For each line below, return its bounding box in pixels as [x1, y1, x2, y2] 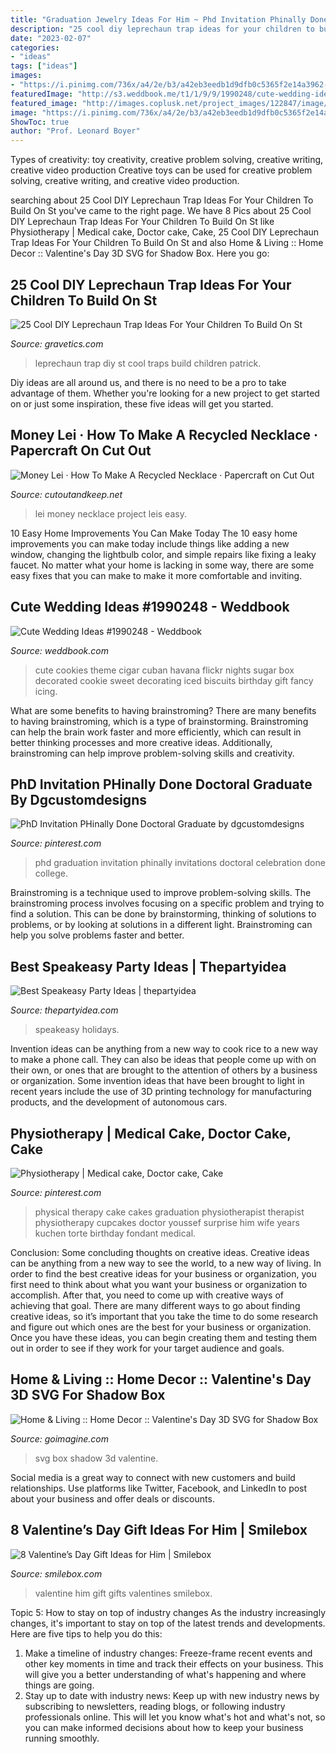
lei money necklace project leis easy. [34, 507, 187, 520]
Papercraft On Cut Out [10, 442, 152, 460]
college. [34, 867, 68, 880]
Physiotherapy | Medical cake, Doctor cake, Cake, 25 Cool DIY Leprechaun [10, 226, 320, 238]
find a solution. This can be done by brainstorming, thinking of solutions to [10, 908, 317, 920]
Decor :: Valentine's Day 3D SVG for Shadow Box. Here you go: [10, 247, 270, 260]
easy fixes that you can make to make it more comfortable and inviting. [10, 569, 303, 581]
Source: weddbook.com [10, 644, 109, 656]
